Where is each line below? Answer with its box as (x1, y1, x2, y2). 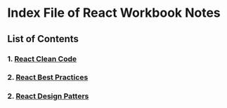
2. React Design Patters (7, 91, 89, 101)
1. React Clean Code (7, 54, 77, 64)
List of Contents (7, 33, 79, 45)
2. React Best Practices (7, 72, 89, 82)
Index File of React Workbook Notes (7, 5, 221, 21)
